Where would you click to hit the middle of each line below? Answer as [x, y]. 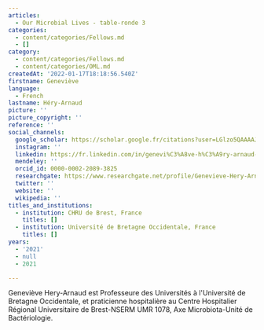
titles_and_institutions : [50, 205]
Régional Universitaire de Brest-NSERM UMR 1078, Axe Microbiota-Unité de [130, 310]
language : [24, 88]
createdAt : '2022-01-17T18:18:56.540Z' [73, 74]
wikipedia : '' [38, 198]
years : [19, 242]
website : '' [35, 191]
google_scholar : [42, 139]
